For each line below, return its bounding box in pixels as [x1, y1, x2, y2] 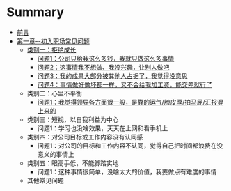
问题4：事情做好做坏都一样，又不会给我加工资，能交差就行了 [37, 80, 213, 89]
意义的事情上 [37, 150, 74, 158]
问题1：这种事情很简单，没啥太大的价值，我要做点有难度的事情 [37, 167, 217, 176]
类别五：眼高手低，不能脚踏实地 [26, 158, 119, 167]
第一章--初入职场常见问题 [16, 36, 90, 45]
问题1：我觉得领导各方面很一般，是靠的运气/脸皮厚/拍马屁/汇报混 [37, 98, 224, 106]
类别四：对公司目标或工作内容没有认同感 [26, 132, 143, 141]
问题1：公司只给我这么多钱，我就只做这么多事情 [37, 54, 175, 63]
